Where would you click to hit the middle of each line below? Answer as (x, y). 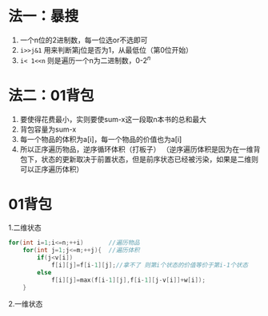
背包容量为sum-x (48, 129)
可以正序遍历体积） (52, 169)
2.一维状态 (26, 303)
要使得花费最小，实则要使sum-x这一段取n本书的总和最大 (113, 119)
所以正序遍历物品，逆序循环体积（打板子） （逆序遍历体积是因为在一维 (136, 149)
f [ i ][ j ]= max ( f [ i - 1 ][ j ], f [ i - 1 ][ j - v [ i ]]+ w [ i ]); (128, 280)
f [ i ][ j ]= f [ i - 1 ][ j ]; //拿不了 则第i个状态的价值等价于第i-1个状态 (150, 265)
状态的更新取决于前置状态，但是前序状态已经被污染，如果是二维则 (150, 159)
